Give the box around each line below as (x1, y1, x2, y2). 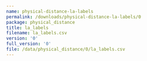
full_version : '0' (6, 41, 51, 47)
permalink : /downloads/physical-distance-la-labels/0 (6, 14, 142, 20)
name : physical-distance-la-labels (6, 8, 94, 15)
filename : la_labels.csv (6, 30, 67, 36)
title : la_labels (6, 24, 49, 31)
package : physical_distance (6, 19, 76, 25)
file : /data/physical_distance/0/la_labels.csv (6, 46, 126, 52)
